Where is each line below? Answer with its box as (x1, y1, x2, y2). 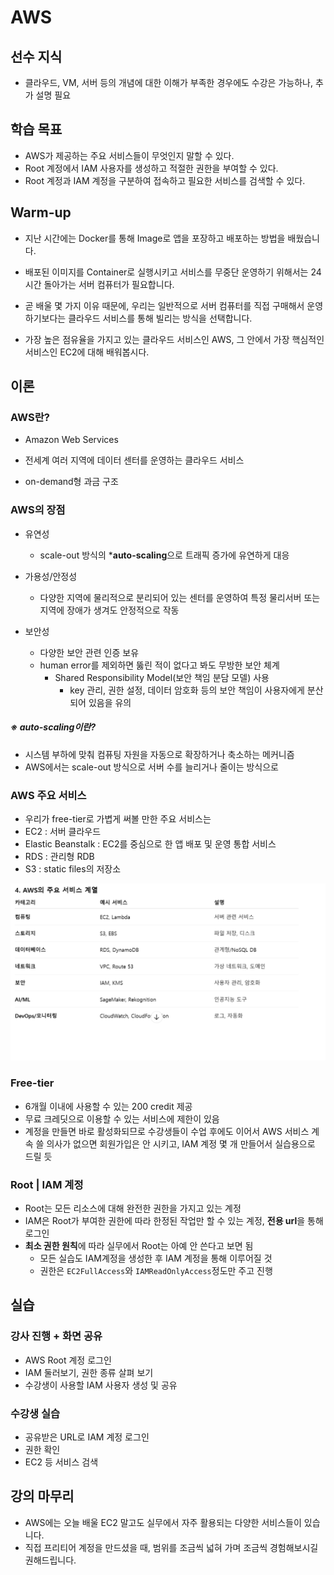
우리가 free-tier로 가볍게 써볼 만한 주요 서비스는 (24, 812, 212, 825)
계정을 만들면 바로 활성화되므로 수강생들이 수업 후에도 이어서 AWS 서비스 (24, 1125, 310, 1137)
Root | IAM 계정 (10, 1177, 84, 1191)
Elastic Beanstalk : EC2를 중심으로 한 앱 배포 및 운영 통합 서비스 (24, 837, 277, 850)
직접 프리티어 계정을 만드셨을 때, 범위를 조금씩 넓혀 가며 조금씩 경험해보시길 (24, 1541, 319, 1553)
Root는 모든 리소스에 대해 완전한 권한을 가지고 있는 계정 (24, 1202, 242, 1214)
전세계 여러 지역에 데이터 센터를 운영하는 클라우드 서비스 (24, 454, 245, 466)
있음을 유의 (88, 696, 132, 708)
